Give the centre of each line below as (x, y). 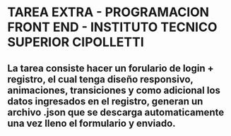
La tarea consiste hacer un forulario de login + (111, 68)
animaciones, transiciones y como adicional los (114, 90)
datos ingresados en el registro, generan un (105, 101)
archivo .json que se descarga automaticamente (116, 112)
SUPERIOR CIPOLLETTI (76, 42)
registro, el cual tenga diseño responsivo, (100, 79)
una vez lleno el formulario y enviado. (91, 123)
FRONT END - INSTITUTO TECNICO (112, 27)
